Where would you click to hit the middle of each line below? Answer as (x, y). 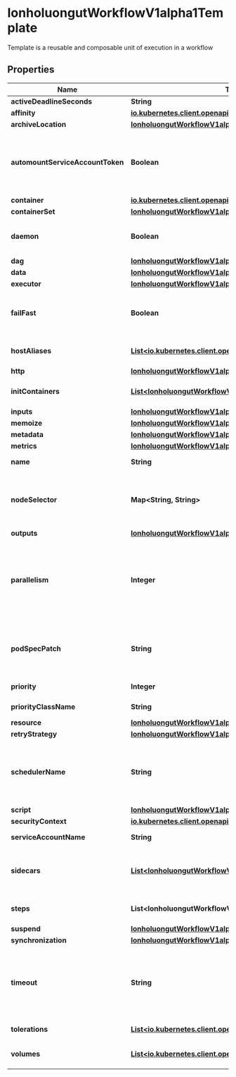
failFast (24, 313)
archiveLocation (39, 124)
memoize (27, 423)
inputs (22, 412)
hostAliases (31, 350)
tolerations (29, 1029)
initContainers (35, 391)
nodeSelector (34, 500)
